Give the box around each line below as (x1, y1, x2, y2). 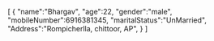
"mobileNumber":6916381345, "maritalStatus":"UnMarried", (7, 15, 208, 25)
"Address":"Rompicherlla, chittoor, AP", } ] (7, 24, 148, 33)
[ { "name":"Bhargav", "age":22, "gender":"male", (7, 7, 173, 16)
